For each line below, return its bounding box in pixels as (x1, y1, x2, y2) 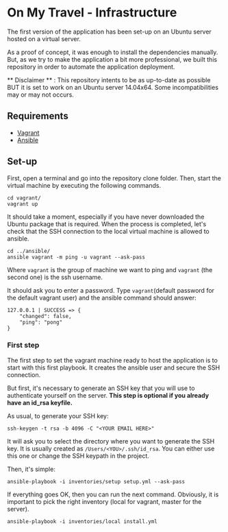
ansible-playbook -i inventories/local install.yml (7, 518, 157, 525)
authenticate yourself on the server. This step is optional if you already (7, 391, 210, 399)
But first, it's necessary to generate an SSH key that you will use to (7, 384, 195, 392)
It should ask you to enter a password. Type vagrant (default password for (7, 286, 214, 294)
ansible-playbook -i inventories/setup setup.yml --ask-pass (7, 478, 186, 485)
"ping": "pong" (19, 319, 63, 326)
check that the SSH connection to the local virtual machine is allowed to (7, 227, 210, 235)
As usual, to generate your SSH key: (7, 411, 109, 420)
